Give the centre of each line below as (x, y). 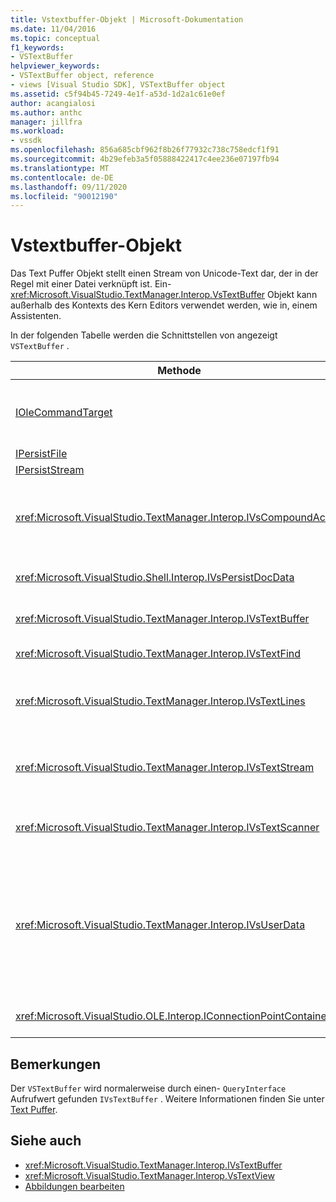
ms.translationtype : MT (60, 168)
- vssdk (26, 141)
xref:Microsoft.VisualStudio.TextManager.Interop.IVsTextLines (160, 701)
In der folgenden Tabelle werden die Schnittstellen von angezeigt (144, 335)
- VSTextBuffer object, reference (82, 76)
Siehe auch (46, 1141)
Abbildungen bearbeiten (74, 1186)
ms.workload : (37, 131)
